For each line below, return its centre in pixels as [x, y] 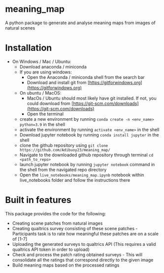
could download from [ [50, 103]
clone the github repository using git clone [64, 145]
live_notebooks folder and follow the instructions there [75, 180]
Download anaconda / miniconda [53, 67]
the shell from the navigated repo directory [63, 170]
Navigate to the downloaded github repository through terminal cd [86, 155]
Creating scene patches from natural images [57, 223]
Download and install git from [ [58, 82]
